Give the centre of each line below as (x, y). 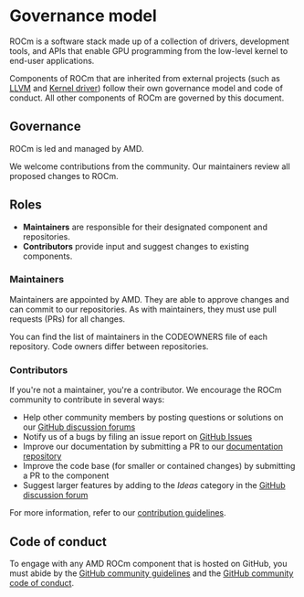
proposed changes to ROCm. (64, 176)
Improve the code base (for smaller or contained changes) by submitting (159, 466)
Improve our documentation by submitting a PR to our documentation (152, 447)
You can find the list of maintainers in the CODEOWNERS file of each (138, 336)
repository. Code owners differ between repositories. (109, 346)
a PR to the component (66, 475)
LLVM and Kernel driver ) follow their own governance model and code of (146, 88)
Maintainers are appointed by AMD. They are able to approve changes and (149, 299)
